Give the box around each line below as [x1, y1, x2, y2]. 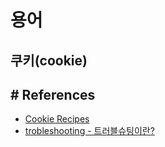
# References [10, 86, 96, 103]
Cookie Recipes [24, 113, 90, 125]
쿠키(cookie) [10, 52, 88, 69]
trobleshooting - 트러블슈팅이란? [24, 125, 155, 137]
